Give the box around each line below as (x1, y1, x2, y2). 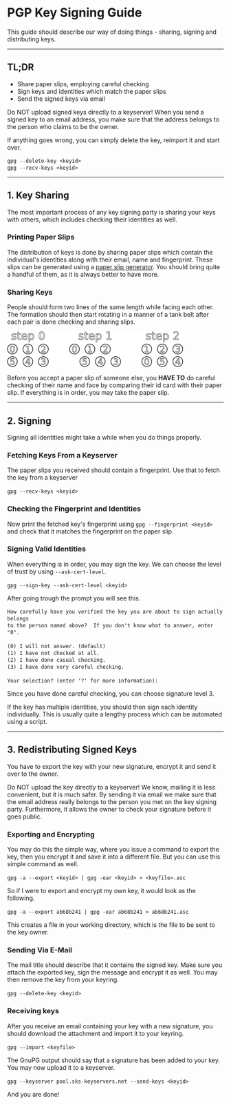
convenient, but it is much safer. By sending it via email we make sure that (7, 790, 217, 799)
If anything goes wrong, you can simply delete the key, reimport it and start (7, 136, 220, 144)
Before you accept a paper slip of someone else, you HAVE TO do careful (7, 374, 216, 382)
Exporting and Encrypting (7, 830, 95, 839)
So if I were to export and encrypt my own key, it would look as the (7, 886, 196, 894)
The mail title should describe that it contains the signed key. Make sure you (7, 961, 223, 969)
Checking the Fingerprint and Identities (7, 504, 141, 514)
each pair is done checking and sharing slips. (7, 317, 135, 326)
